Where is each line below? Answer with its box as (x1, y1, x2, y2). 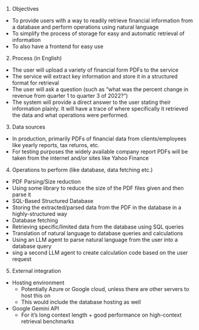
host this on (21, 292, 51, 299)
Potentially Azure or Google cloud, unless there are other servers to (21, 286, 189, 292)
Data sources (11, 123, 45, 130)
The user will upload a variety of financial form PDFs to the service (11, 66, 178, 74)
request (11, 255, 31, 263)
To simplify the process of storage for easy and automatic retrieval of (11, 30, 185, 37)
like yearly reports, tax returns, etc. (11, 142, 100, 148)
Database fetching (11, 217, 59, 224)
